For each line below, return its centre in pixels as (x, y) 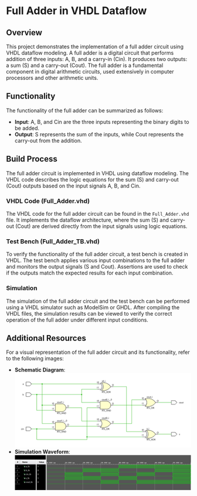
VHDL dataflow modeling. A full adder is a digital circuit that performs (90, 53)
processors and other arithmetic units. (52, 78)
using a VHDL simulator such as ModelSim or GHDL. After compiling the (93, 307)
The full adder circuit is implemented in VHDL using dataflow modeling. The (97, 173)
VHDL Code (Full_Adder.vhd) (48, 201)
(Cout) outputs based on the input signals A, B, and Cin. (73, 186)
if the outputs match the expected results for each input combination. (90, 273)
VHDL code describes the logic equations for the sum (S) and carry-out (92, 179)
